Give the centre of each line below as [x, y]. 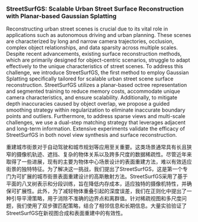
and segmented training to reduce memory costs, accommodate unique [93, 91]
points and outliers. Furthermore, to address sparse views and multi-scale [96, 116]
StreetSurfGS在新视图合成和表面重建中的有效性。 [66, 213]
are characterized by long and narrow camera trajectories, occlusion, [90, 41]
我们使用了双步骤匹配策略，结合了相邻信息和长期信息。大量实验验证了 [101, 206]
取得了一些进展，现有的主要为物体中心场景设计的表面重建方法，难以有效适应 [99, 162]
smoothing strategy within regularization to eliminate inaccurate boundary [96, 110]
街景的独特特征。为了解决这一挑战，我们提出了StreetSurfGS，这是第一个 [94, 169]
